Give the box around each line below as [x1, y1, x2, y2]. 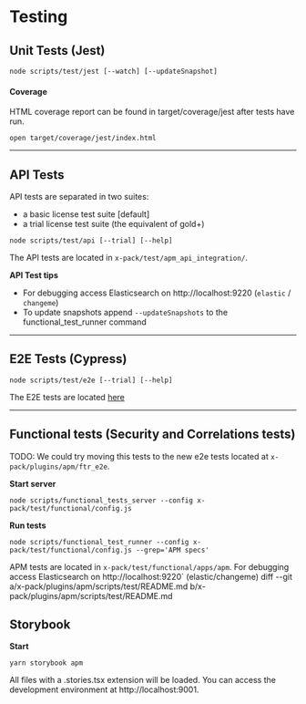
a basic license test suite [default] [22, 209, 150, 220]
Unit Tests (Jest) [9, 43, 106, 58]
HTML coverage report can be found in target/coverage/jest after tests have [9, 107, 295, 118]
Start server [9, 478, 56, 489]
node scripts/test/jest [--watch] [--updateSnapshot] [9, 67, 219, 76]
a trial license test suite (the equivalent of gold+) [22, 219, 205, 230]
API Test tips [9, 270, 59, 281]
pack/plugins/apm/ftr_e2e [9, 462, 107, 471]
